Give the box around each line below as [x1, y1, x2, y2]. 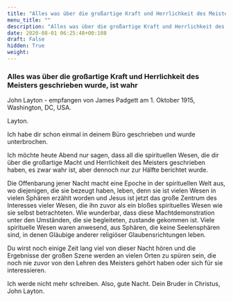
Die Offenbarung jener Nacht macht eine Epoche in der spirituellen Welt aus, [7, 179, 225, 188]
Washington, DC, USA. [7, 103, 71, 112]
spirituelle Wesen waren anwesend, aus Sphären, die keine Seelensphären [7, 223, 221, 232]
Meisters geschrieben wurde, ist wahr [7, 80, 138, 90]
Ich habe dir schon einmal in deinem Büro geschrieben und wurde [7, 130, 196, 139]
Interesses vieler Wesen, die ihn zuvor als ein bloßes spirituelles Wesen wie [7, 202, 223, 210]
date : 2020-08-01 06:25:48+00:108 [7, 29, 107, 37]
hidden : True [7, 42, 45, 49]
